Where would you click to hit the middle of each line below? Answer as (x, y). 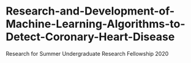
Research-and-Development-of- (90, 11)
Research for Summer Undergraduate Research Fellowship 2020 (87, 53)
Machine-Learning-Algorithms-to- (95, 24)
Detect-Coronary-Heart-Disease (90, 37)
